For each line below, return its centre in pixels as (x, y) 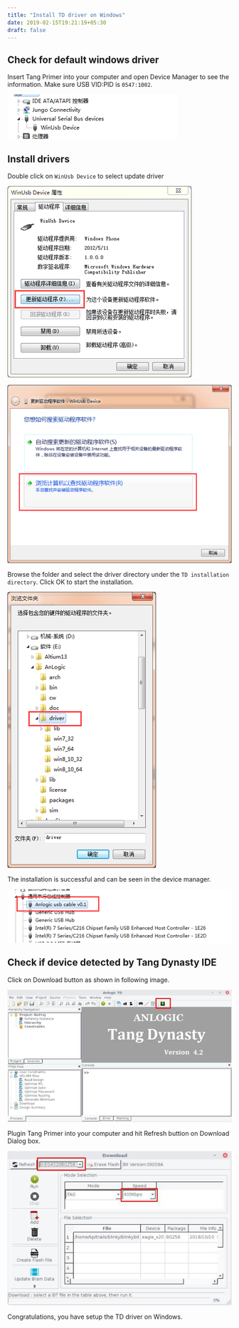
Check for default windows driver (83, 59)
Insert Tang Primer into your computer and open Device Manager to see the (118, 77)
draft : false (27, 30)
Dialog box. (24, 1141)
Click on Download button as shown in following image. (89, 980)
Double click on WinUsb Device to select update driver (86, 176)
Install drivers (38, 159)
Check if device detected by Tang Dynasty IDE (112, 962)
